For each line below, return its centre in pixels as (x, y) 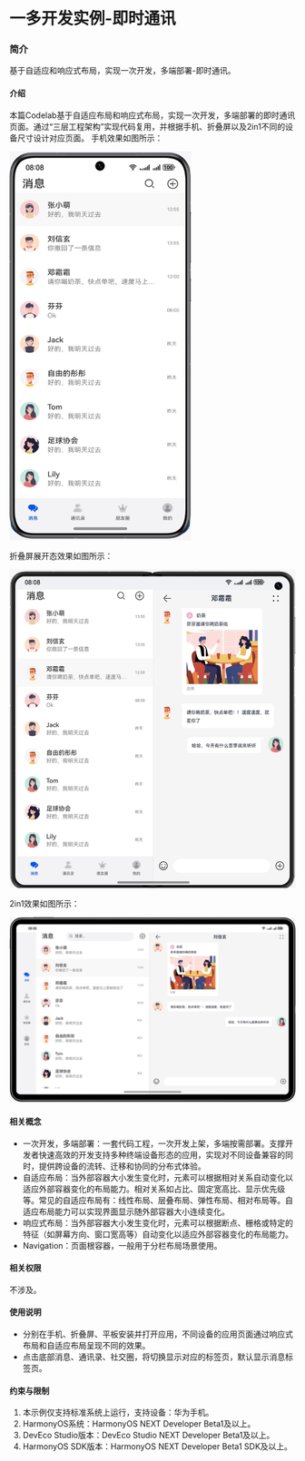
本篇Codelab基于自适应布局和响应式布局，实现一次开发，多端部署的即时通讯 (152, 115)
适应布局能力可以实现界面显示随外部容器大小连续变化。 (126, 1211)
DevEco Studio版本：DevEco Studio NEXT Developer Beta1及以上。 (148, 1436)
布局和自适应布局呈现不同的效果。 (86, 1345)
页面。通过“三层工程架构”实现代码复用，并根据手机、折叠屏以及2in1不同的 (148, 126)
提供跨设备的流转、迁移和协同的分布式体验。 (122, 1166)
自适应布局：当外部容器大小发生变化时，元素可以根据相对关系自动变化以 (157, 1177)
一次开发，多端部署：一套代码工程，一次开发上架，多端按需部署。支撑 (154, 1143)
